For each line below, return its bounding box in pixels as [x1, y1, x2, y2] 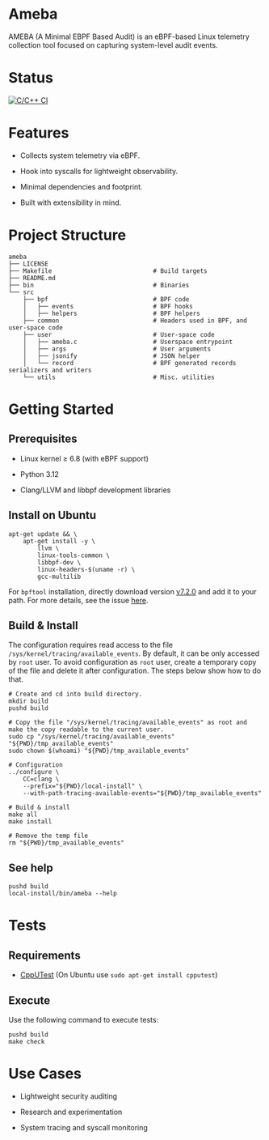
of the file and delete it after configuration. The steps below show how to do [8, 666, 261, 676]
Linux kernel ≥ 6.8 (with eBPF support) [19, 453, 149, 463]
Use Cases [8, 1065, 82, 1083]
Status [8, 69, 54, 87]
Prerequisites [8, 432, 78, 446]
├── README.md [8, 274, 57, 282]
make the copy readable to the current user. [8, 725, 164, 734]
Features [8, 124, 69, 142]
